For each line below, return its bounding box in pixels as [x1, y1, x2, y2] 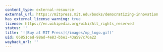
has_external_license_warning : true [5, 16, 81, 21]
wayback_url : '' [5, 40, 39, 45]
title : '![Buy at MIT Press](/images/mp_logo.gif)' [5, 30, 114, 35]
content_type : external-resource [5, 7, 74, 12]
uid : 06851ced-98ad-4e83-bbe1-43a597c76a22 [5, 35, 97, 40]
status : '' [5, 26, 28, 31]
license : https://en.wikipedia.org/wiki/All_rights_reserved [5, 21, 134, 26]
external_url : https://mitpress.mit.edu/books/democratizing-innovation [5, 12, 159, 17]
